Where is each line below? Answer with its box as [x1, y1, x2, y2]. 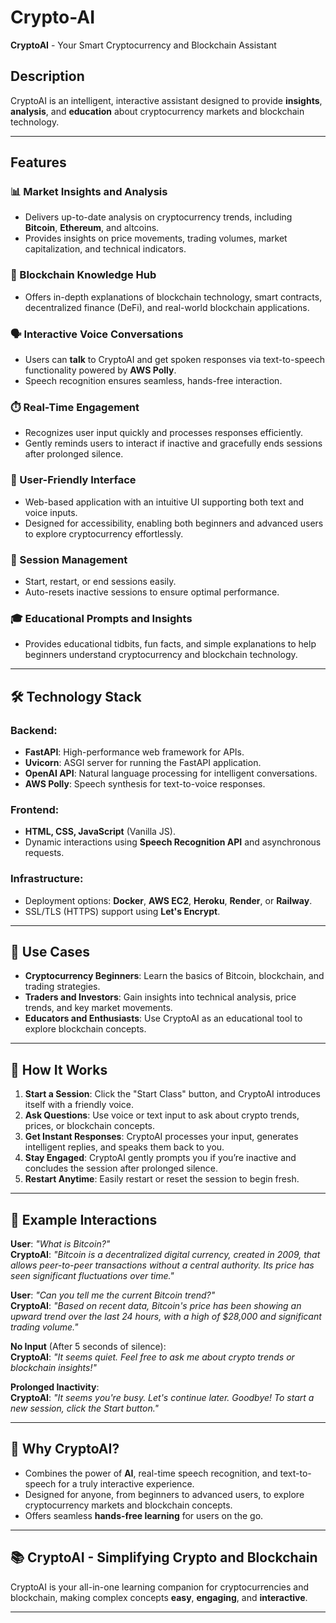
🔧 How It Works [10, 1061, 108, 1078]
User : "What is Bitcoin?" [10, 1237, 111, 1250]
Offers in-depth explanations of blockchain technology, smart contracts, [24, 291, 323, 303]
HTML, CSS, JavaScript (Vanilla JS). [24, 826, 176, 838]
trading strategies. [24, 981, 101, 993]
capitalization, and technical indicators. [24, 243, 187, 255]
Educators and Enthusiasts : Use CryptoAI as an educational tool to [24, 1012, 303, 1025]
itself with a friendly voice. [24, 1099, 134, 1111]
